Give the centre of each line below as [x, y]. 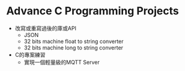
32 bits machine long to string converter [74, 47]
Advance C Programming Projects [92, 11]
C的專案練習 [30, 54]
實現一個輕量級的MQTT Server [62, 62]
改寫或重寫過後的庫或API [46, 28]
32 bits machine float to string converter [74, 41]
